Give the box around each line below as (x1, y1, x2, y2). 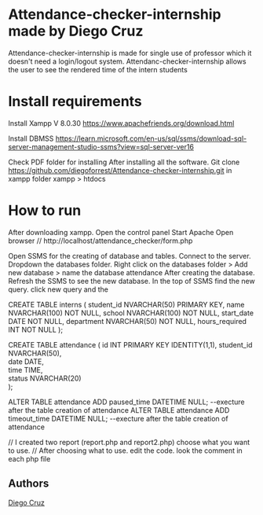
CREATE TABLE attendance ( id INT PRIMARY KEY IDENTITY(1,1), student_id (8, 340, 253, 349)
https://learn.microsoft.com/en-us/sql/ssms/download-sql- (55, 134, 247, 143)
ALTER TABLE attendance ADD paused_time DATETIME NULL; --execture (8, 397, 245, 406)
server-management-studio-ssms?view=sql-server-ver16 (8, 142, 195, 151)
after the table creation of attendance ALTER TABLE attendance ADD (8, 405, 230, 414)
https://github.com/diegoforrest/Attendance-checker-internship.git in (8, 165, 232, 175)
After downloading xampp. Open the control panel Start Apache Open (8, 227, 234, 237)
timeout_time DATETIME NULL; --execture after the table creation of (8, 414, 229, 423)
